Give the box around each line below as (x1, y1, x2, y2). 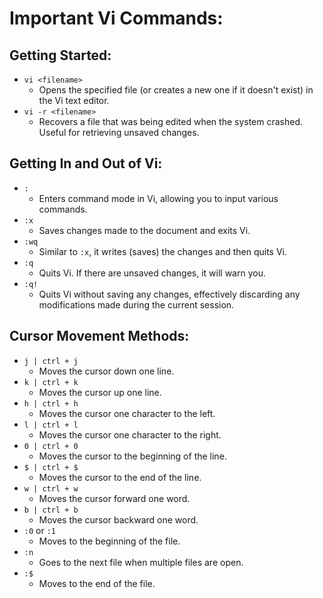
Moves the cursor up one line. (38, 386, 162, 398)
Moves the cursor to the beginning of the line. (38, 450, 227, 462)
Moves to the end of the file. (38, 577, 156, 589)
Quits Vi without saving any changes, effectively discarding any (38, 288, 301, 300)
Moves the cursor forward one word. (38, 492, 191, 504)
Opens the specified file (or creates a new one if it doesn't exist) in (38, 84, 314, 96)
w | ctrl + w (23, 483, 79, 494)
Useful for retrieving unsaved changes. (38, 127, 200, 138)
